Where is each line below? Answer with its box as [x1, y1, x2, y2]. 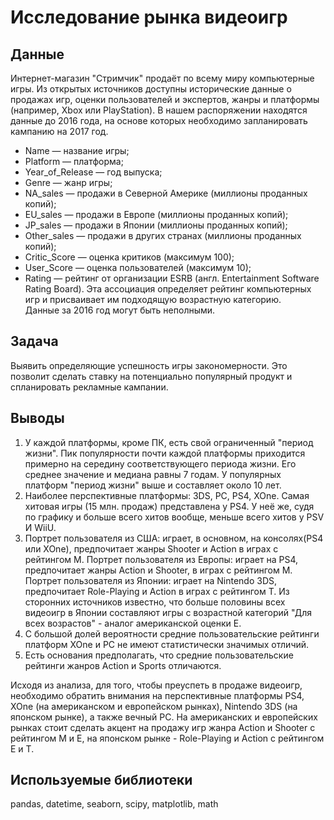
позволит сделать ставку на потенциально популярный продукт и [10, 370, 293, 382]
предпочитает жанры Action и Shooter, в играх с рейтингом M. [24, 564, 293, 576]
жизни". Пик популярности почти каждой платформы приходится [24, 447, 306, 459]
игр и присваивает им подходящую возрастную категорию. [24, 294, 282, 305]
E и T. [10, 742, 35, 755]
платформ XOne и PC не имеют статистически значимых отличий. [24, 638, 310, 650]
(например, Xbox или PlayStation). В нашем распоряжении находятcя [10, 104, 308, 116]
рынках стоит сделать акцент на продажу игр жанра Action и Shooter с [10, 721, 316, 733]
